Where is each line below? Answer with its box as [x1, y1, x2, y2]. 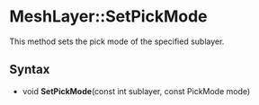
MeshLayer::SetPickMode [9, 6, 208, 27]
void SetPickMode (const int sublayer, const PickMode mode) [22, 85, 251, 96]
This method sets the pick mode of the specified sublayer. [9, 36, 225, 47]
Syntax [9, 62, 50, 77]
